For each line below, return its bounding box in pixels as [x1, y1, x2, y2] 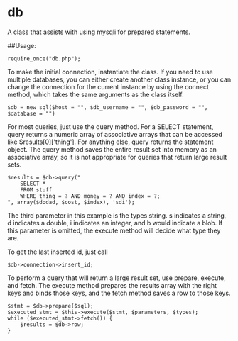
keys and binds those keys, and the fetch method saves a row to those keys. [7, 289, 231, 297]
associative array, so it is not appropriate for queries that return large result [7, 152, 227, 161]
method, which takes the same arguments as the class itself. [7, 90, 185, 99]
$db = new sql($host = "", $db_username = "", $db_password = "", [7, 104, 208, 111]
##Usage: [7, 41, 37, 50]
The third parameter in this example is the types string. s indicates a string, [7, 211, 227, 220]
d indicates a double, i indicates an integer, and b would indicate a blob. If [7, 218, 223, 227]
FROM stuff [20, 186, 53, 194]
